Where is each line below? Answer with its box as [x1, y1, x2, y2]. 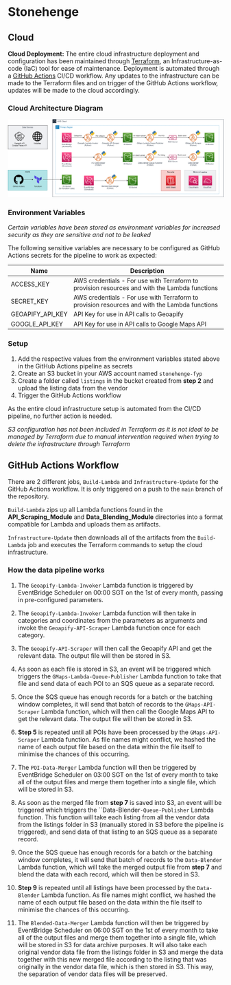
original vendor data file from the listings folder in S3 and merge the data [17, 948, 223, 956]
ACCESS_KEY [10, 280, 50, 289]
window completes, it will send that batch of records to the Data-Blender [17, 855, 222, 863]
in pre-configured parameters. [17, 595, 104, 604]
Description [130, 266, 165, 275]
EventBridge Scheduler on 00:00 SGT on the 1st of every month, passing [17, 588, 223, 597]
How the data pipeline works [8, 565, 105, 575]
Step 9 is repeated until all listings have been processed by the [17, 883, 196, 892]
